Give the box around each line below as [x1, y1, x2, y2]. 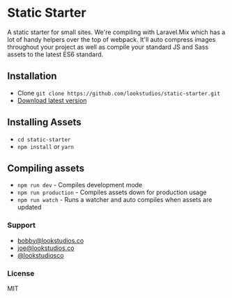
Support [7, 221, 36, 230]
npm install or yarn [17, 142, 75, 150]
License [7, 268, 35, 278]
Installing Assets [7, 116, 82, 128]
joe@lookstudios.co [17, 244, 75, 252]
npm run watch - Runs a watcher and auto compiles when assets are [17, 196, 212, 204]
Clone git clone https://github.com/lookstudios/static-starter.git [17, 88, 221, 97]
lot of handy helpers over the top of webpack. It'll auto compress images [7, 35, 216, 43]
